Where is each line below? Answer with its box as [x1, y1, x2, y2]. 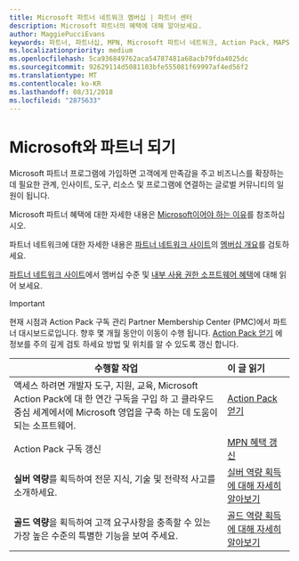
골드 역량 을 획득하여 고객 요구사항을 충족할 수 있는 [13, 516, 211, 529]
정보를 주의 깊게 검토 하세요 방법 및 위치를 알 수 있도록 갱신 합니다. [9, 339, 238, 350]
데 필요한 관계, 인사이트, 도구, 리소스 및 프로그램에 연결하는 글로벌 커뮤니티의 [9, 179, 275, 190]
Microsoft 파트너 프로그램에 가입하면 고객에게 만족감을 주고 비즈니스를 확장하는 [9, 168, 285, 179]
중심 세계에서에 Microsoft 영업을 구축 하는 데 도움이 [13, 406, 218, 419]
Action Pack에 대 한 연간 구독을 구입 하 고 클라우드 [13, 393, 214, 405]
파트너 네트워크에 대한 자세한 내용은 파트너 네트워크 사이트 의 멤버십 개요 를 [9, 240, 266, 250]
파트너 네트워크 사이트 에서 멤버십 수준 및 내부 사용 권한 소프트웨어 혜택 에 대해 [9, 269, 278, 280]
